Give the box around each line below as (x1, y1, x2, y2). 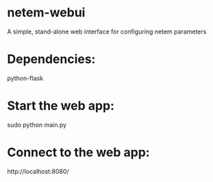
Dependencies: (7, 51, 96, 67)
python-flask (7, 74, 43, 82)
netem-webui (7, 5, 86, 21)
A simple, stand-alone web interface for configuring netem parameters (7, 27, 207, 36)
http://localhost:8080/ (7, 167, 70, 175)
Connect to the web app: (7, 145, 150, 160)
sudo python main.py (7, 120, 67, 129)
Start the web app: (7, 98, 115, 114)
